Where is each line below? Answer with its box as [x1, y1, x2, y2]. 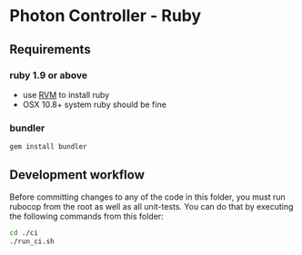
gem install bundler [9, 142, 88, 152]
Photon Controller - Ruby [9, 5, 202, 26]
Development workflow [9, 167, 146, 182]
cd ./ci [9, 228, 39, 237]
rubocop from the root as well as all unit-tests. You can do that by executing [9, 201, 294, 211]
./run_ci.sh [9, 237, 55, 246]
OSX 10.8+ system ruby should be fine [22, 99, 166, 110]
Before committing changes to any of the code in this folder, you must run [9, 191, 287, 202]
